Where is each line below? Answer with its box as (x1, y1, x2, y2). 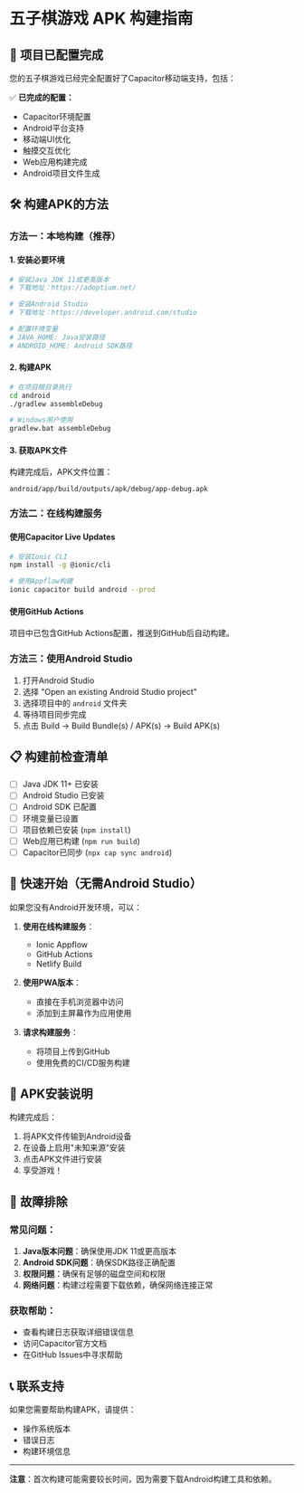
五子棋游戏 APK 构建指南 (9, 8, 194, 29)
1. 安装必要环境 (9, 254, 65, 265)
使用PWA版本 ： (22, 976, 81, 987)
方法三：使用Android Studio (9, 652, 133, 665)
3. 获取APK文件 (9, 444, 68, 455)
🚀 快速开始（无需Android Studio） (9, 876, 202, 891)
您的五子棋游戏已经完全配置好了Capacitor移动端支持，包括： (9, 73, 237, 83)
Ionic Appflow (35, 938, 89, 950)
